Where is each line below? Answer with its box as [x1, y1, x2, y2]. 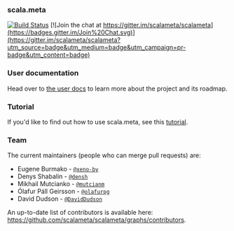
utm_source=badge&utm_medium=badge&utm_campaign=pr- [7, 44, 186, 52]
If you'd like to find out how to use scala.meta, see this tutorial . [7, 117, 188, 126]
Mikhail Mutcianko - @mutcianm [17, 180, 105, 188]
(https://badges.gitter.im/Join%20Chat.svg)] [7, 28, 135, 37]
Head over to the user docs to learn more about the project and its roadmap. [7, 84, 228, 93]
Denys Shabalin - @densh [17, 172, 88, 180]
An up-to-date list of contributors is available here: [7, 209, 153, 217]
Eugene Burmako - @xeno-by [17, 165, 99, 173]
